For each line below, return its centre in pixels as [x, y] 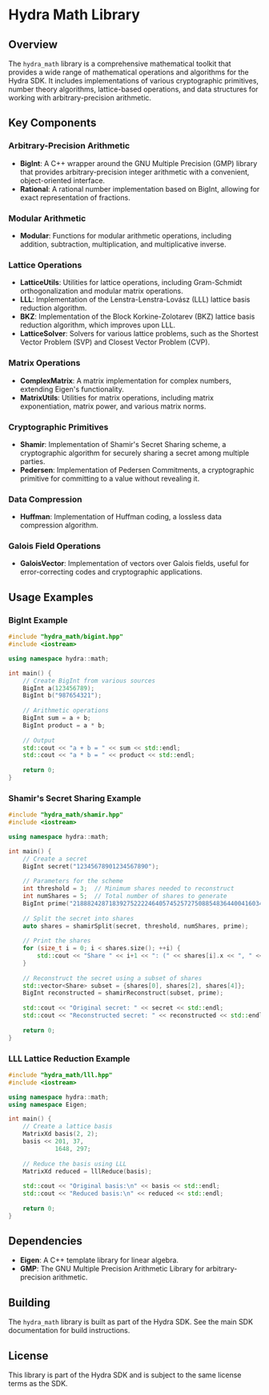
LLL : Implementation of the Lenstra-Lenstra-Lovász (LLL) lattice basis [135, 299]
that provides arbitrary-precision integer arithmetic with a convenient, [134, 172]
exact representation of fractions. [75, 197]
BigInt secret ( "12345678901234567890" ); [91, 866]
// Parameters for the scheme [73, 881]
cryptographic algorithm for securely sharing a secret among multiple [134, 453]
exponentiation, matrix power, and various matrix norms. [113, 406]
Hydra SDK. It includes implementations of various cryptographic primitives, [133, 81]
